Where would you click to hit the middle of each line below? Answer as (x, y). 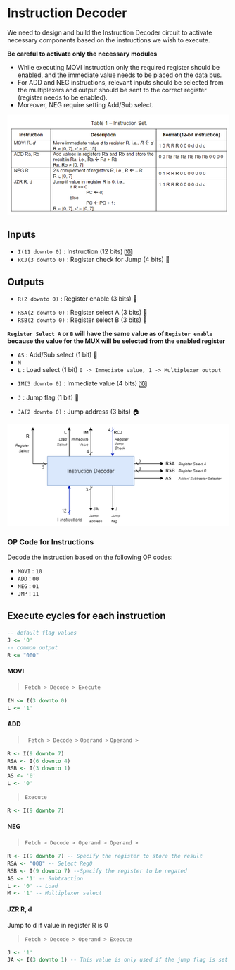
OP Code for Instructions (51, 541)
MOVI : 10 (30, 571)
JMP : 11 (28, 594)
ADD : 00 (28, 579)
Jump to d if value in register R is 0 (58, 925)
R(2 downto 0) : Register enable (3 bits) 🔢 (77, 299)
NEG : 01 (28, 586)
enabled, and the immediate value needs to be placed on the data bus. (120, 75)
